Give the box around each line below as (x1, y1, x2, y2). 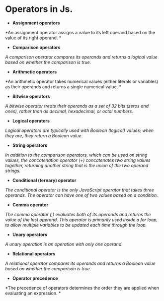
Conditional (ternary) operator (12, 177, 77, 183)
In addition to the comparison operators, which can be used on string (5, 152, 148, 158)
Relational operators (12, 250, 56, 256)
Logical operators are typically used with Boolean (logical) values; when (5, 127, 154, 133)
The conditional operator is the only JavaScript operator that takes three (5, 187, 154, 193)
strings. (5, 168, 21, 174)
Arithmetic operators (12, 68, 57, 75)
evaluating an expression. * (5, 290, 61, 296)
